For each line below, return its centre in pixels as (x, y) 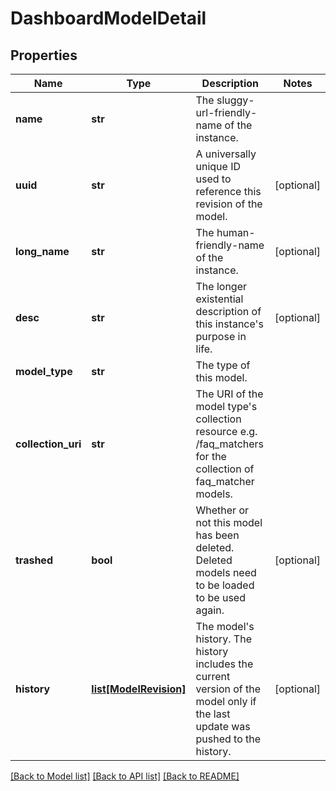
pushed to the (228, 739)
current (213, 676)
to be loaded (225, 585)
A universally (226, 154)
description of (228, 311)
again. (210, 610)
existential (219, 299)
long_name (42, 251)
